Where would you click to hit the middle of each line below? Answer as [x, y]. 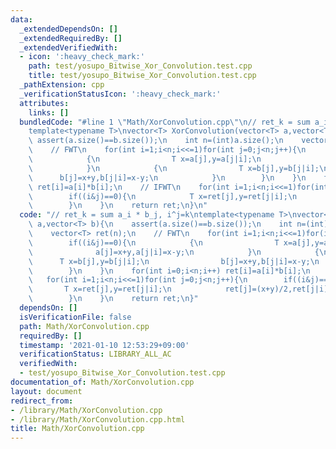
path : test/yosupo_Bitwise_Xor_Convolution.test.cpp [140, 66]
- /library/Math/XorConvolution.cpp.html [98, 419]
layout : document [46, 391]
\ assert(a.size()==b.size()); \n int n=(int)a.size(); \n [156, 141]
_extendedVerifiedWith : [68, 47]
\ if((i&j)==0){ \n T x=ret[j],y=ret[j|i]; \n [163, 196]
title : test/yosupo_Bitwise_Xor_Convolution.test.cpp [142, 76]
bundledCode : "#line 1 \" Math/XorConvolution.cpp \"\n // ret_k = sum [165, 122]
